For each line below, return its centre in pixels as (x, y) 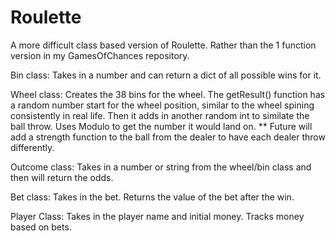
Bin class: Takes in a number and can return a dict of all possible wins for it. (166, 75)
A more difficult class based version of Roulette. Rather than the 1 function (163, 45)
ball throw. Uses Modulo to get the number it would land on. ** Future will (161, 126)
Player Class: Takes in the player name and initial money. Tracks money (157, 216)
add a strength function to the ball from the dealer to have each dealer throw (168, 137)
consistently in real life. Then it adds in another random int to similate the (160, 115)
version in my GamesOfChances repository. (100, 55)
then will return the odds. (62, 177)
